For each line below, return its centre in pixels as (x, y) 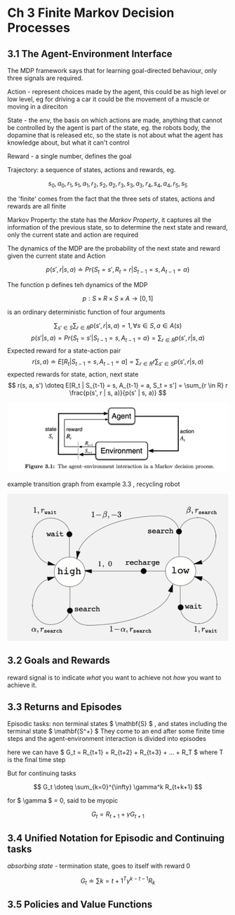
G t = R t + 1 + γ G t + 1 (118, 815)
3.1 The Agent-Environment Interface (90, 54)
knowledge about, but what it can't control (68, 143)
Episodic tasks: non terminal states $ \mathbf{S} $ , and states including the (117, 724)
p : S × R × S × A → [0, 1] (118, 298)
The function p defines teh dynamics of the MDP (78, 284)
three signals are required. (45, 78)
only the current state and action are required (73, 235)
